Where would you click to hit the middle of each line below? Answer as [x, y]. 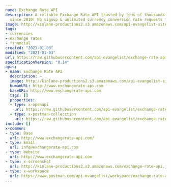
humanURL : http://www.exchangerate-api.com [56, 86]
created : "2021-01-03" [29, 48]
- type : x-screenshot [28, 162]
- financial [18, 43]
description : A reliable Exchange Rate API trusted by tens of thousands [85, 15]
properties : [23, 100]
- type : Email [20, 143]
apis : [11, 67]
